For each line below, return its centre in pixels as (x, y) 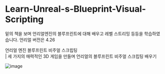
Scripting (24, 19)
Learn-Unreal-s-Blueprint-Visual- (76, 9)
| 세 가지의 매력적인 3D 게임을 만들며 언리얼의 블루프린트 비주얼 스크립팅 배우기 (81, 56)
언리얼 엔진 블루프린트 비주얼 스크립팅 (41, 50)
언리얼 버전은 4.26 (37, 40)
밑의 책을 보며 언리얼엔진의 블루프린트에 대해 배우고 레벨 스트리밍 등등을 (74, 33)
